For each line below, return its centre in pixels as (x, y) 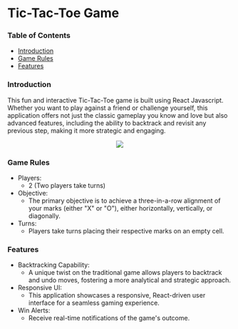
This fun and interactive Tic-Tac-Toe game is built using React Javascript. (115, 100)
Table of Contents (39, 36)
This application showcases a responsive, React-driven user (117, 295)
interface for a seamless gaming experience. (94, 303)
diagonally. (44, 216)
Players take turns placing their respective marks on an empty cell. (126, 231)
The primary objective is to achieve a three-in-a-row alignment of (124, 201)
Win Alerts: (34, 310)
